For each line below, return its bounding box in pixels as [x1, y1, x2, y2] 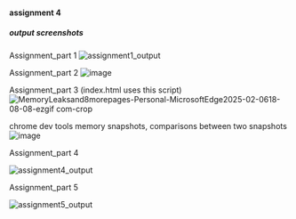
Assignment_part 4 [9, 147, 79, 158]
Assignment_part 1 [9, 50, 77, 61]
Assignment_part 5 [9, 182, 78, 192]
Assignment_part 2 [9, 67, 78, 77]
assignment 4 [9, 7, 61, 18]
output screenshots [9, 28, 84, 38]
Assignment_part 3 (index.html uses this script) [9, 85, 182, 95]
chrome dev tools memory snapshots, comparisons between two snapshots [9, 120, 287, 131]
